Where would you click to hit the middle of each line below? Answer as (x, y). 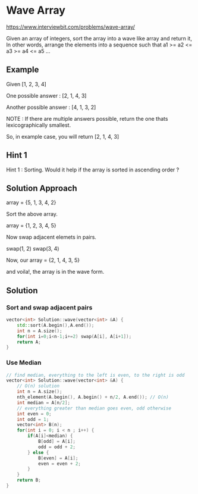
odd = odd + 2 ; (57, 447)
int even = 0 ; (34, 414)
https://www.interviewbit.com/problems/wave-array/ (71, 27)
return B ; (29, 480)
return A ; (29, 342)
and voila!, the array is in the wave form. (55, 272)
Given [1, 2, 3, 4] (26, 84)
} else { (38, 452)
